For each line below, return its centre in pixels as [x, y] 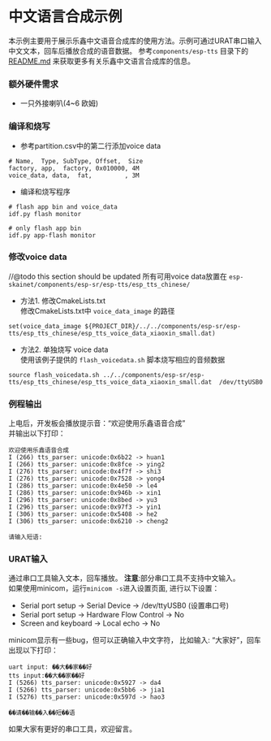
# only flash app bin [45, 228]
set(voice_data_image [45, 326]
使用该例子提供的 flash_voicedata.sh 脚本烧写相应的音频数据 [123, 359]
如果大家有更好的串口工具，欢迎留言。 [72, 729]
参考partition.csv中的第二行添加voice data [90, 145]
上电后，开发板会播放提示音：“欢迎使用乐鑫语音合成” [97, 423]
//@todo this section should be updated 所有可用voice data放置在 [118, 276]
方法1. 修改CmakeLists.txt [62, 301]
